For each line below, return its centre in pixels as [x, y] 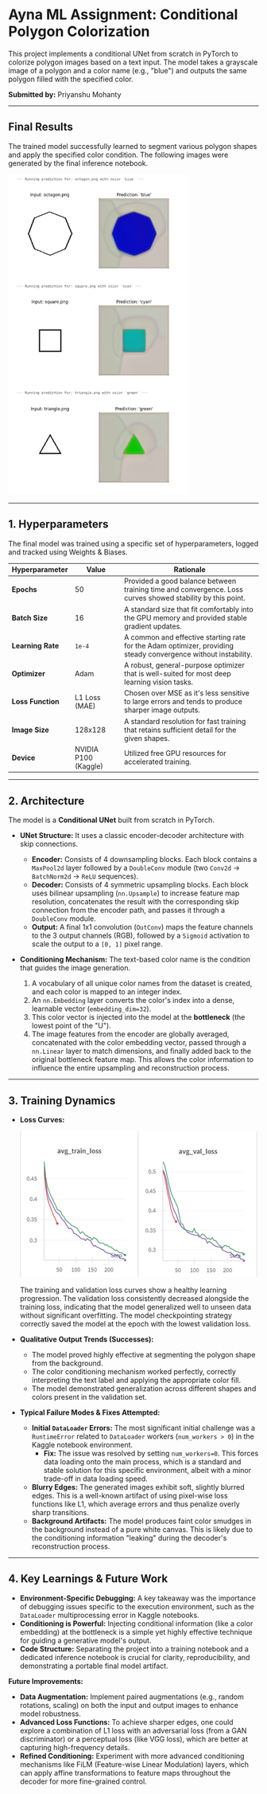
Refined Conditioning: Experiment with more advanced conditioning [132, 1756]
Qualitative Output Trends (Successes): [87, 1339]
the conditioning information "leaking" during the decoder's [129, 1537]
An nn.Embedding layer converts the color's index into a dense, [133, 1001]
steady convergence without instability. [188, 654]
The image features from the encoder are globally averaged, [130, 1034]
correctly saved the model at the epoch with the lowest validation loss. [135, 1323]
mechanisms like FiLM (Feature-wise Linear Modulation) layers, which [134, 1764]
